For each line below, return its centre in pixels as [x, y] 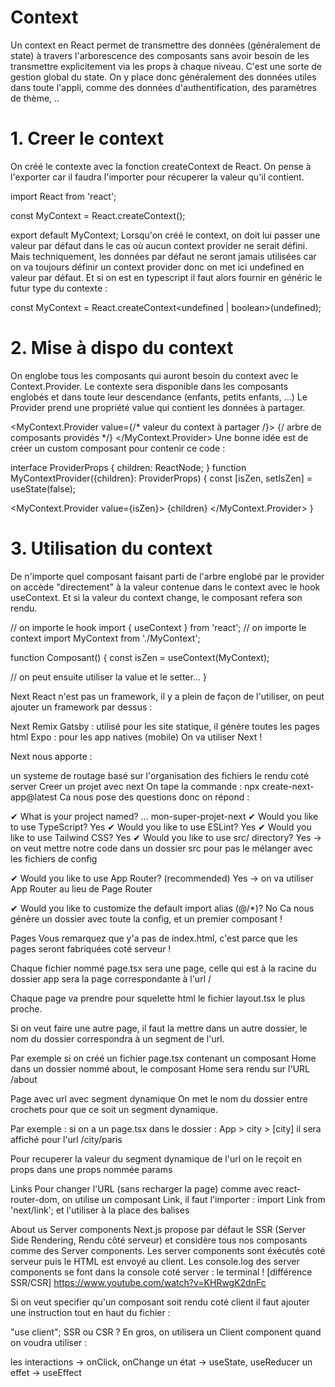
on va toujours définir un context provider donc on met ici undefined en [157, 267]
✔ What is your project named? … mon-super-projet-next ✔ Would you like [164, 816]
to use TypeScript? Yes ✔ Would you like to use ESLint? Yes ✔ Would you [161, 827]
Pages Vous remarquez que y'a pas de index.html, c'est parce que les [154, 938]
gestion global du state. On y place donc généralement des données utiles [163, 77]
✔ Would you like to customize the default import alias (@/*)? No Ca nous [162, 908]
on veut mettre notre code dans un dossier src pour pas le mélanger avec [161, 848]
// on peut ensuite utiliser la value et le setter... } [108, 677]
